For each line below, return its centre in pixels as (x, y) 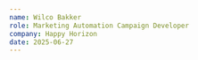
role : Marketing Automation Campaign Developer (99, 26)
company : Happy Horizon (54, 34)
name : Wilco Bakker (45, 17)
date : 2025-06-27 (41, 42)
